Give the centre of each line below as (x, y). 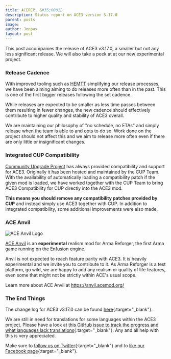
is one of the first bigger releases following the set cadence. (68, 95)
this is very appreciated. (31, 336)
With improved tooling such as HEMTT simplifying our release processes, (82, 84)
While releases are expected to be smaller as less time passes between (80, 105)
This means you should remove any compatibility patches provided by (81, 198)
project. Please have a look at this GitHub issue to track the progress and (82, 325)
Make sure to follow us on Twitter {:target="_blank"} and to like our (75, 346)
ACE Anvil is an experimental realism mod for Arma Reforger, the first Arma (85, 243)
